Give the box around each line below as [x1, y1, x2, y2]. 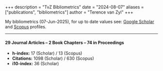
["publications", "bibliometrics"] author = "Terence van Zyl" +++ [5, 9, 133, 15]
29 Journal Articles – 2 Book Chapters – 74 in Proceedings [5, 39, 125, 45]
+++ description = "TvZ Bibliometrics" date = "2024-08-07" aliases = [5, 4, 144, 10]
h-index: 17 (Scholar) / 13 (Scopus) [12, 51, 82, 56]
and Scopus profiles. [5, 24, 47, 30]
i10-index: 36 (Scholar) [12, 61, 59, 67]
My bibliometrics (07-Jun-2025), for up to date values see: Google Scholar [5, 19, 154, 24]
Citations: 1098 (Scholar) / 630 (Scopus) [12, 55, 94, 61]
